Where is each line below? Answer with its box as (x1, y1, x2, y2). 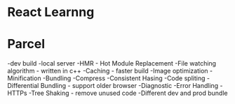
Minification (7, 74, 41, 82)
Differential (7, 82, 39, 90)
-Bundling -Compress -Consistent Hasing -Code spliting (42, 74, 206, 82)
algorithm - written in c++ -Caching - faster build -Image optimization (7, 67, 208, 75)
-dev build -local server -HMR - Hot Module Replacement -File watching (7, 59, 216, 68)
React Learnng (7, 4, 95, 20)
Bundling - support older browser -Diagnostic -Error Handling (40, 82, 219, 90)
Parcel (7, 36, 46, 52)
